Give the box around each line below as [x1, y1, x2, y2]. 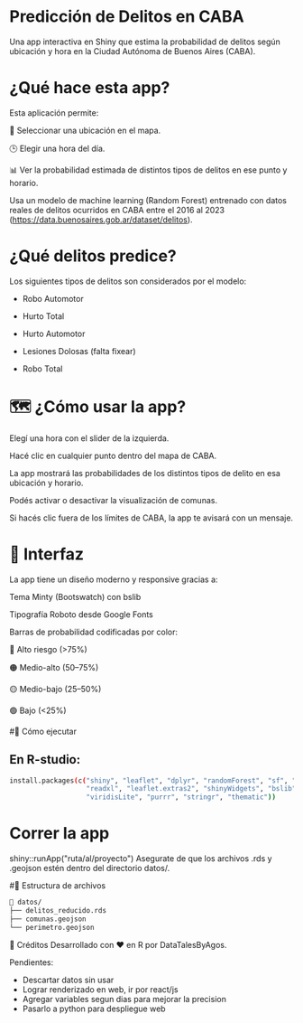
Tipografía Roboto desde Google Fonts [9, 608, 153, 620]
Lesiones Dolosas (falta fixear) [22, 345, 137, 356]
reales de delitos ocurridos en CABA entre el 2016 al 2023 [9, 204, 225, 215]
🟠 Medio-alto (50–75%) [9, 662, 99, 672]
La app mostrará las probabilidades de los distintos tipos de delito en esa [9, 467, 281, 478]
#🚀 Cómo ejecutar [9, 726, 77, 737]
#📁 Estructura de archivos [9, 880, 106, 891]
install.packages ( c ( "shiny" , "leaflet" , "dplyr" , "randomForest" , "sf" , [9, 775, 289, 785]
